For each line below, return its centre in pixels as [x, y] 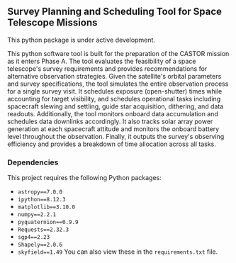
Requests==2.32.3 [43, 230]
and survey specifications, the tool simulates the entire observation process [118, 84]
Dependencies [33, 162]
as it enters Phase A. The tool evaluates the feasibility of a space [102, 61]
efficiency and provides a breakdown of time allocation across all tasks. [112, 144]
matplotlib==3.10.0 [46, 207]
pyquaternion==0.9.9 [48, 223]
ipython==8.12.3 [41, 200]
